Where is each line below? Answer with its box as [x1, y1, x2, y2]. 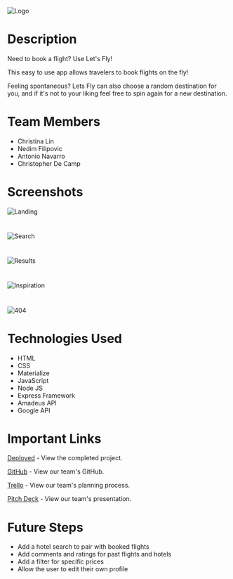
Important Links [7, 431, 102, 446]
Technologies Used [7, 330, 123, 346]
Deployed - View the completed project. [7, 454, 123, 462]
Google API [17, 406, 51, 415]
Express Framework [17, 391, 76, 400]
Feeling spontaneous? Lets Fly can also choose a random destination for [7, 82, 218, 90]
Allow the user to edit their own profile [17, 565, 128, 573]
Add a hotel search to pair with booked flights [17, 542, 149, 551]
